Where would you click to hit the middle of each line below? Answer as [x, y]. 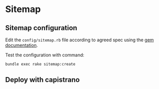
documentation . [22, 45]
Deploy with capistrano [42, 80]
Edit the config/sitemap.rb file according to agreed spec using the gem [79, 40]
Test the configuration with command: [45, 55]
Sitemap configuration [41, 28]
